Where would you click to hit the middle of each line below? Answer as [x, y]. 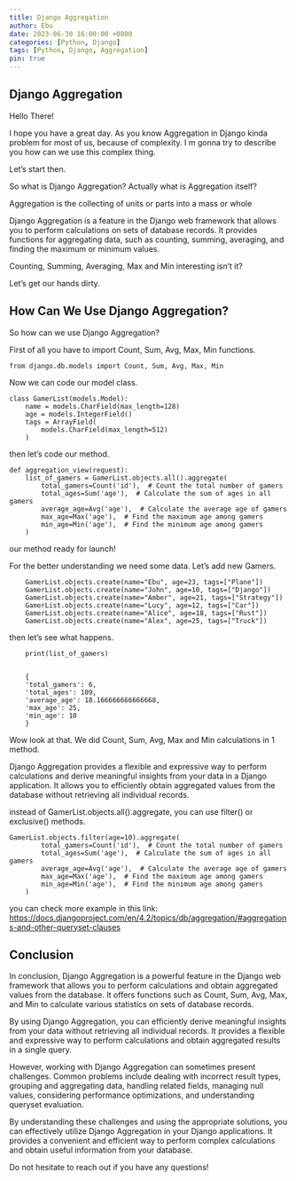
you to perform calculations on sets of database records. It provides [133, 230]
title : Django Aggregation [59, 17]
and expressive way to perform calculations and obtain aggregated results [145, 1040]
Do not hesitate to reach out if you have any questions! [109, 1168]
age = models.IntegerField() [79, 414]
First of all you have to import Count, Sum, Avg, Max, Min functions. [132, 349]
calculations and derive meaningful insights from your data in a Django [138, 776]
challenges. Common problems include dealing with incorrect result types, [145, 1076]
